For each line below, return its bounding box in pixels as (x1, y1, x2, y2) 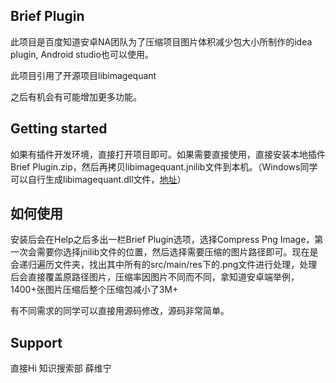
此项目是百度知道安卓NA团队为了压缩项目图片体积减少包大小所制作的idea (10, 35, 313, 48)
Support (10, 334, 63, 351)
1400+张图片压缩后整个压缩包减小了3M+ (10, 284, 179, 296)
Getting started (10, 120, 108, 138)
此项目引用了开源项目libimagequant (10, 69, 157, 81)
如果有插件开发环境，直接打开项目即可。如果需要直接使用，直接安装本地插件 (10, 148, 326, 160)
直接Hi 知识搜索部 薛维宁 (10, 362, 112, 374)
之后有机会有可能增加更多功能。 (10, 90, 142, 103)
